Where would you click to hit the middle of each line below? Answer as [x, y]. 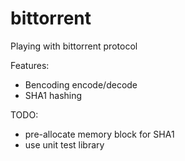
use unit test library [64, 144]
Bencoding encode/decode [81, 84]
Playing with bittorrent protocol [74, 46]
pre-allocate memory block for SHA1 [99, 134]
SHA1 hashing [53, 95]
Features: [30, 65]
